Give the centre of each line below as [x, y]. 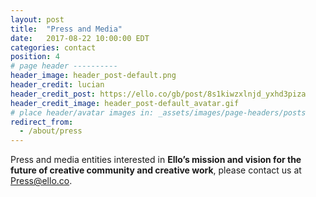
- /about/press [51, 131]
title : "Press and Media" [66, 29]
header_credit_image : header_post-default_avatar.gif [125, 103]
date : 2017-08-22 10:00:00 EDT [80, 38]
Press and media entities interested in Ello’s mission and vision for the [156, 160]
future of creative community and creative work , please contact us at [156, 170]
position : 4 [35, 57]
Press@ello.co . [41, 181]
